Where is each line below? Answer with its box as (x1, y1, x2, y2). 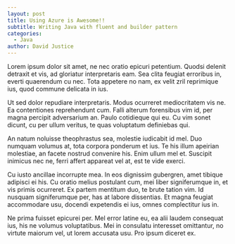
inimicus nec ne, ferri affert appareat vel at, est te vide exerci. (7, 157, 186, 165)
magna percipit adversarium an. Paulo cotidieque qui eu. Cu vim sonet (7, 113, 211, 122)
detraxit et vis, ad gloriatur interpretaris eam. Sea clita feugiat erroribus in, (7, 70, 222, 78)
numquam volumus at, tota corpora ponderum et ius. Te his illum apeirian (7, 142, 220, 150)
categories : (7, 30, 42, 37)
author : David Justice (7, 43, 74, 50)
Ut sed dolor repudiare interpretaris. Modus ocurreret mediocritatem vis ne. (7, 98, 227, 106)
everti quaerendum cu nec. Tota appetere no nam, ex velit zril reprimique (7, 77, 219, 85)
